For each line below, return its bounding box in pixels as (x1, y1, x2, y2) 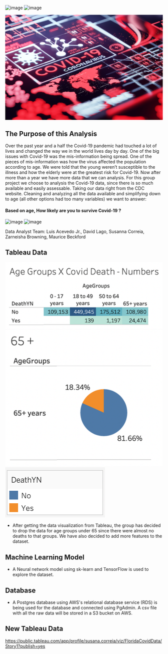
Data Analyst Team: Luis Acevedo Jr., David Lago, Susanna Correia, (5, 228, 144, 234)
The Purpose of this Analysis (5, 130, 97, 138)
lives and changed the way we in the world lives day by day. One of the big (5, 148, 159, 154)
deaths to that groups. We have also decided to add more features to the (12, 533, 162, 539)
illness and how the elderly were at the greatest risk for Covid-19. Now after (5, 169, 161, 175)
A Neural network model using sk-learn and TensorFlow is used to (12, 566, 149, 572)
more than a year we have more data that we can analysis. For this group (5, 175, 155, 181)
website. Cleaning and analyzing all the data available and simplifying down (5, 191, 161, 197)
